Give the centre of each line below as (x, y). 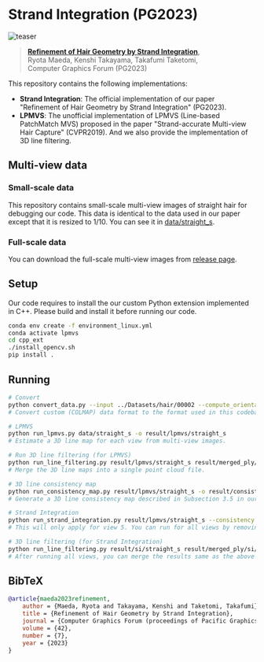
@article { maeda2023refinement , (59, 599)
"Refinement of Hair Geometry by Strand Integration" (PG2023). (123, 107)
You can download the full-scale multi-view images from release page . (123, 259)
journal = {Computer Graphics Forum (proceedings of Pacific (124, 621)
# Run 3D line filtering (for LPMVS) (70, 455)
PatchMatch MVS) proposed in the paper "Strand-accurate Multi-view (133, 124)
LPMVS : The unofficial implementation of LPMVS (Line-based (119, 115)
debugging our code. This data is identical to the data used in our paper (125, 213)
